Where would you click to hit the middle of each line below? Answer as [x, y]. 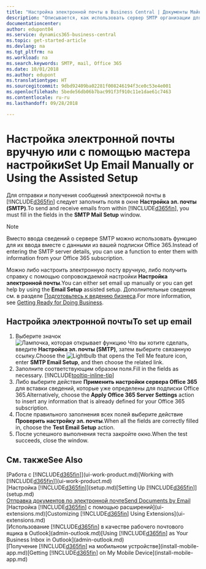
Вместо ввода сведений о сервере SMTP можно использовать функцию [102, 238]
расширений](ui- [142, 507]
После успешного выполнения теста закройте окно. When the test [101, 434]
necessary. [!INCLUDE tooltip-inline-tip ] [65, 375]
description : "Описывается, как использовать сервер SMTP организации [98, 18]
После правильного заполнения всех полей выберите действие [99, 414]
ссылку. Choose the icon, [101, 356]
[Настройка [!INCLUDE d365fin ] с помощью [63, 507]
